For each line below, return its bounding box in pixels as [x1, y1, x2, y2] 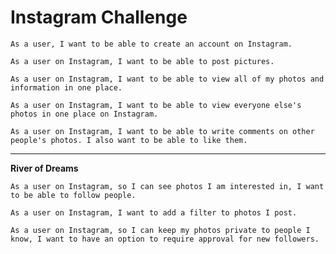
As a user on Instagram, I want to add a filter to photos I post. [10, 207, 298, 218]
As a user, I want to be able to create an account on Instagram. [10, 39, 293, 49]
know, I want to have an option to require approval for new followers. [10, 234, 320, 244]
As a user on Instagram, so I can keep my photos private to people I [10, 225, 311, 235]
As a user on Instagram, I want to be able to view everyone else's [10, 100, 302, 110]
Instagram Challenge [10, 6, 188, 29]
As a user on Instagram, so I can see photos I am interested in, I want [10, 181, 325, 191]
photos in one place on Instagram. [10, 109, 159, 119]
